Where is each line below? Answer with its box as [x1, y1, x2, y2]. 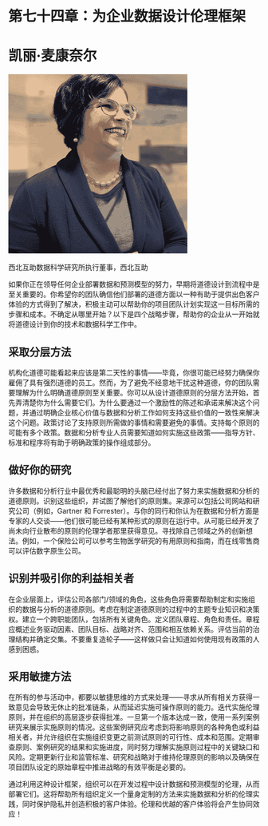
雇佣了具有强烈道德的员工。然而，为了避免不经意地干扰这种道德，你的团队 [8, 377, 253, 387]
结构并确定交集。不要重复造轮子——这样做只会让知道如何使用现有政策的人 [14, 634, 260, 644]
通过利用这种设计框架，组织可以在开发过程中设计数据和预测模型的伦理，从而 [8, 780, 260, 789]
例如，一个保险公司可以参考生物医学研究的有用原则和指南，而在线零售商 [22, 536, 260, 546]
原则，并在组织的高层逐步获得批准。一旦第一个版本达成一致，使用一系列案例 [8, 713, 260, 722]
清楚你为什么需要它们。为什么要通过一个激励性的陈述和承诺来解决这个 [22, 397, 253, 407]
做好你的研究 [8, 463, 72, 477]
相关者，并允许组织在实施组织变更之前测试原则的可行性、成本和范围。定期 [8, 733, 253, 742]
